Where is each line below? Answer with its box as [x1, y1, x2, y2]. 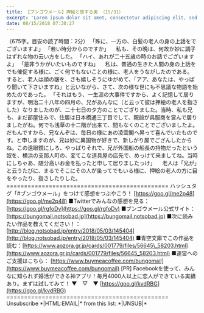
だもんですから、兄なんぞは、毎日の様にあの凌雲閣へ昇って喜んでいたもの [6, 129, 192, 136]
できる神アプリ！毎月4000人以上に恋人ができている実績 [54, 272, 196, 280]
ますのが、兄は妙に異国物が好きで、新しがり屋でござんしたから [32, 136, 192, 144]
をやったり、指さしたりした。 [6, 175, 81, 182]
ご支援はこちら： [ [6, 257, 53, 265]
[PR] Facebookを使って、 [121, 265, 185, 272]
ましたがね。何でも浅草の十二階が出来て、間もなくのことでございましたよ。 [6, 121, 198, 128]
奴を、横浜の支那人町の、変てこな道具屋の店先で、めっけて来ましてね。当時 [6, 152, 199, 159]
